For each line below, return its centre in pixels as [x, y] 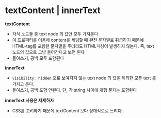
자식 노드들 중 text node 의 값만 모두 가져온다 [55, 34]
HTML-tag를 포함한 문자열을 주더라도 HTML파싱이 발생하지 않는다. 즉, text [83, 46]
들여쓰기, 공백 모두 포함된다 [38, 58]
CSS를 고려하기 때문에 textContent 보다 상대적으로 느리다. [67, 110]
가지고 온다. [23, 84]
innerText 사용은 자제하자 [30, 100]
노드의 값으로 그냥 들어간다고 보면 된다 [48, 52]
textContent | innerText [53, 10]
